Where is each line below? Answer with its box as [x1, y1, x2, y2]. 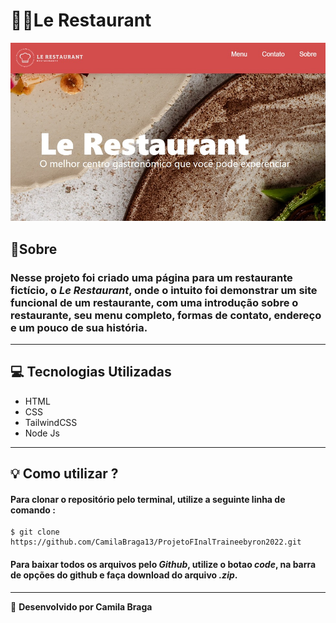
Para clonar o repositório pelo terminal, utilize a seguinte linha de [10, 493, 286, 505]
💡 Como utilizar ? [10, 465, 119, 483]
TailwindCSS [24, 416, 78, 428]
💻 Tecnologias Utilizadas [10, 364, 172, 381]
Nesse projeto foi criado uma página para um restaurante [10, 270, 293, 284]
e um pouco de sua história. [10, 320, 148, 334]
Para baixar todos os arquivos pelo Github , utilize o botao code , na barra [10, 558, 317, 570]
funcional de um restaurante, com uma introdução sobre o [10, 295, 299, 309]
